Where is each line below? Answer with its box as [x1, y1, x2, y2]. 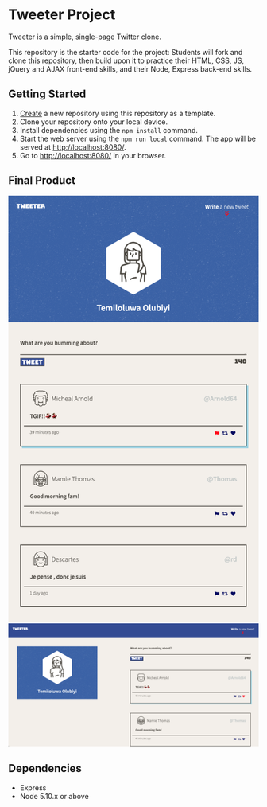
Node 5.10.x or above [19, 791, 89, 801]
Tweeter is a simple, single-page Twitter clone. [8, 32, 161, 41]
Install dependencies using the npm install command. [19, 125, 199, 134]
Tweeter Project [8, 6, 116, 24]
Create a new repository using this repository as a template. [19, 108, 216, 118]
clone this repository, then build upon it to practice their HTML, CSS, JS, [8, 56, 245, 65]
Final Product [8, 173, 75, 188]
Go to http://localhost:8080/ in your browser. [19, 150, 167, 160]
